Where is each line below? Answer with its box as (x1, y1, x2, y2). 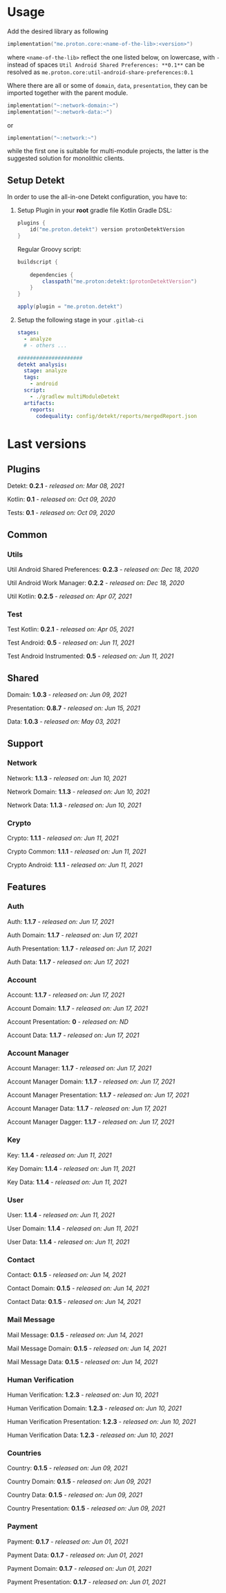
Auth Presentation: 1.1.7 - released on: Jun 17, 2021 (7, 944, 152, 952)
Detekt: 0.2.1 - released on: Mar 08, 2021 (7, 482, 124, 490)
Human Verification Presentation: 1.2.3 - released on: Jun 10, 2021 (7, 1417, 196, 1425)
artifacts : (23, 399, 55, 406)
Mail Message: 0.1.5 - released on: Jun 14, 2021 (7, 1330, 143, 1339)
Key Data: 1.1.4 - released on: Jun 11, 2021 (7, 1178, 127, 1186)
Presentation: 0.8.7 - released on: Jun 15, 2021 (7, 704, 140, 713)
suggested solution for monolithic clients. (7, 154, 125, 163)
